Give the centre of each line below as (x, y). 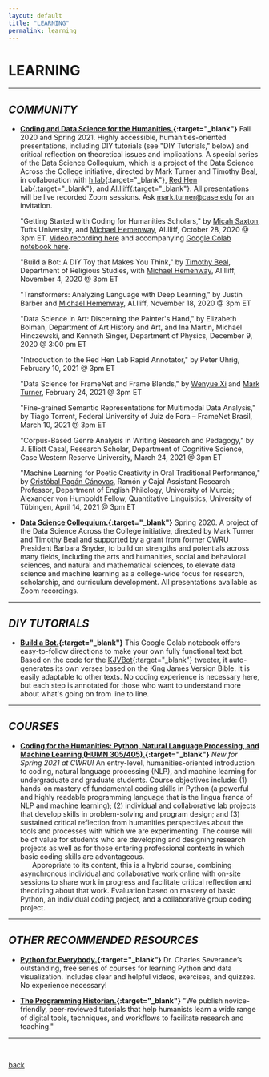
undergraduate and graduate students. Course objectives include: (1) (133, 780)
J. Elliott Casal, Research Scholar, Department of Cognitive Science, (132, 449)
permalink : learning (43, 30)
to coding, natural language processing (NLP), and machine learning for (138, 771)
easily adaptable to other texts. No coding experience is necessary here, (140, 676)
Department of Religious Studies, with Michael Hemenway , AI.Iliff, (128, 271)
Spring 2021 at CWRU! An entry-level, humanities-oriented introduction (137, 763)
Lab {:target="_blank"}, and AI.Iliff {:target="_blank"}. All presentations (134, 188)
